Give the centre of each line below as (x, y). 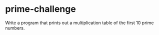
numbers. (15, 28)
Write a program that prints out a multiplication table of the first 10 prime (79, 23)
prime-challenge (40, 9)
